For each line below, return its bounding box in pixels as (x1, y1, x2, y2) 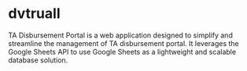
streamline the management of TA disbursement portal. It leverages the (8, 38, 240, 48)
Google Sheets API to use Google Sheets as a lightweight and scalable (8, 47, 237, 56)
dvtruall (8, 5, 61, 23)
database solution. (8, 55, 68, 65)
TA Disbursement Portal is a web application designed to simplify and (8, 30, 234, 40)
